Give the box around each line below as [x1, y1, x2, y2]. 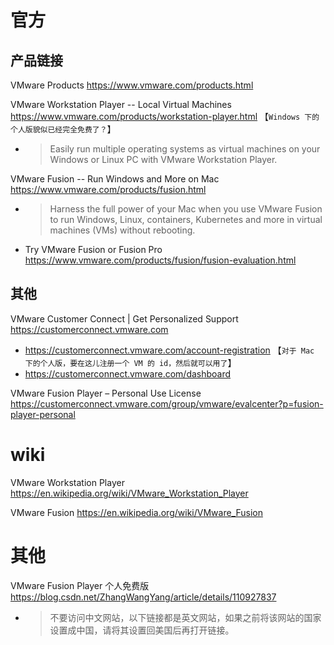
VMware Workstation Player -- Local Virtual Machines [10, 99, 232, 110]
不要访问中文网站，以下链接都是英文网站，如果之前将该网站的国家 [49, 611, 322, 623]
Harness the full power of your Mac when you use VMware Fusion [49, 203, 323, 215]
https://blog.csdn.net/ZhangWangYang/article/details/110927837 [10, 591, 277, 603]
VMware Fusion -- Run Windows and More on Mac [10, 173, 220, 185]
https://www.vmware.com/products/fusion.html [10, 184, 207, 195]
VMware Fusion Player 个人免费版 [10, 579, 150, 591]
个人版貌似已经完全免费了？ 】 [10, 123, 117, 135]
